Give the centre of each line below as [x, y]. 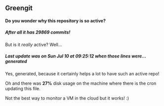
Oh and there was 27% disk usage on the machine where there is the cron [81, 83]
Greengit [19, 8]
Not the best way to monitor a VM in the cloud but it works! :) [67, 98]
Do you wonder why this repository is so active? [56, 21]
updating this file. [23, 88]
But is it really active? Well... [34, 45]
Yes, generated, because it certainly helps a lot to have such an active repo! [82, 73]
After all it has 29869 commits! [38, 32]
